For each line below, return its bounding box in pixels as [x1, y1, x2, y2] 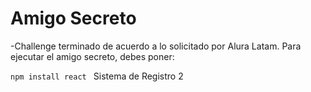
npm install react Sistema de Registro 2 [10, 70, 184, 82]
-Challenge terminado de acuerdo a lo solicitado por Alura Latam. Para [10, 40, 302, 52]
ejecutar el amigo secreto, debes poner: [10, 50, 175, 62]
